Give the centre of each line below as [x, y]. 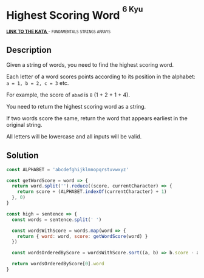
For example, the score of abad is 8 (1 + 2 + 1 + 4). [68, 95]
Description [29, 50]
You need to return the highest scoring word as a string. [76, 106]
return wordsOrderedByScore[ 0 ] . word [58, 264]
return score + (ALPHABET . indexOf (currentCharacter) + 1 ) [92, 192]
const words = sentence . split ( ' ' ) [57, 220]
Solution [22, 156]
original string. [24, 124]
